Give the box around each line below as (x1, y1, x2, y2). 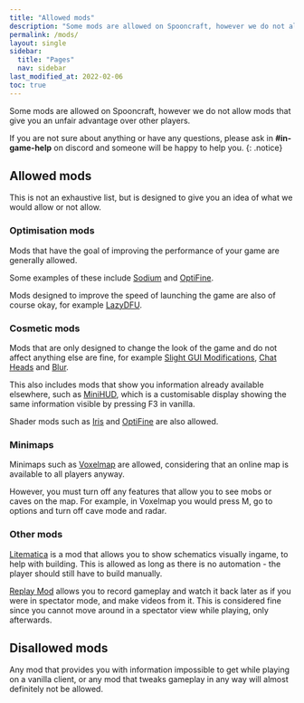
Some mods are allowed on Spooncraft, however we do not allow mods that (9, 105, 291, 116)
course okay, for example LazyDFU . (9, 299, 143, 310)
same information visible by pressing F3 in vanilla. (9, 399, 196, 410)
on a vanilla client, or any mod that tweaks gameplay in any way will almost (9, 674, 289, 685)
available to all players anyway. (9, 469, 125, 480)
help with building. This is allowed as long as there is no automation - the (9, 558, 281, 569)
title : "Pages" (17, 55, 75, 64)
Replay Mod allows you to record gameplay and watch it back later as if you (9, 585, 291, 596)
